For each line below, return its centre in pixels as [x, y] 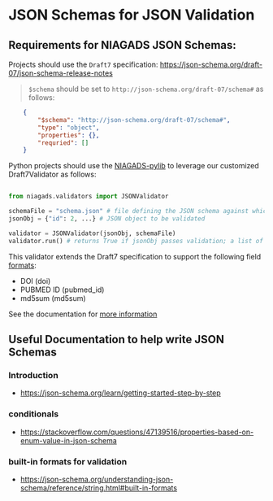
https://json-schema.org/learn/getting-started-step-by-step [120, 393]
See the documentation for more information [83, 314]
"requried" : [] [63, 143]
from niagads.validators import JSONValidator [89, 197]
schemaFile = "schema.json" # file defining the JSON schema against [129, 211]
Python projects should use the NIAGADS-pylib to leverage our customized [134, 166]
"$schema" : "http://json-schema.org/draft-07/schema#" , [134, 120]
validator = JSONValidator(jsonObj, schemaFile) [92, 233]
